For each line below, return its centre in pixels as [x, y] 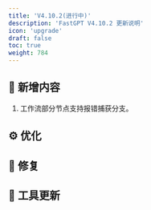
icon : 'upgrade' [35, 30]
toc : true [25, 46]
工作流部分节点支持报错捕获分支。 [76, 108]
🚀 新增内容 [34, 88]
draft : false [30, 38]
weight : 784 [28, 53]
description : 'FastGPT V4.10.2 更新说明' [76, 23]
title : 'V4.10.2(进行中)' [50, 16]
